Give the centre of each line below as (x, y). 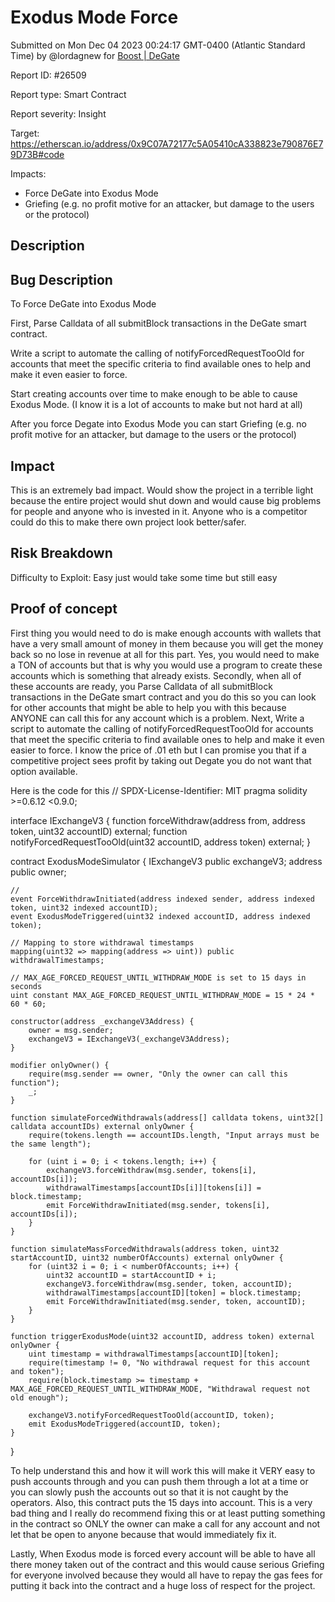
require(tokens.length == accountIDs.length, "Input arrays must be (174, 1135)
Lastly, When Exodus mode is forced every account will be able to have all (163, 1553)
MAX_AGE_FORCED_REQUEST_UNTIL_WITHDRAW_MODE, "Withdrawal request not (160, 1389)
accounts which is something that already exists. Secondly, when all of (156, 675)
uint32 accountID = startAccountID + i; (131, 1275)
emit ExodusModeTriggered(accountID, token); (125, 1424)
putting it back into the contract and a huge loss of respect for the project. (163, 1585)
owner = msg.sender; (71, 1030)
